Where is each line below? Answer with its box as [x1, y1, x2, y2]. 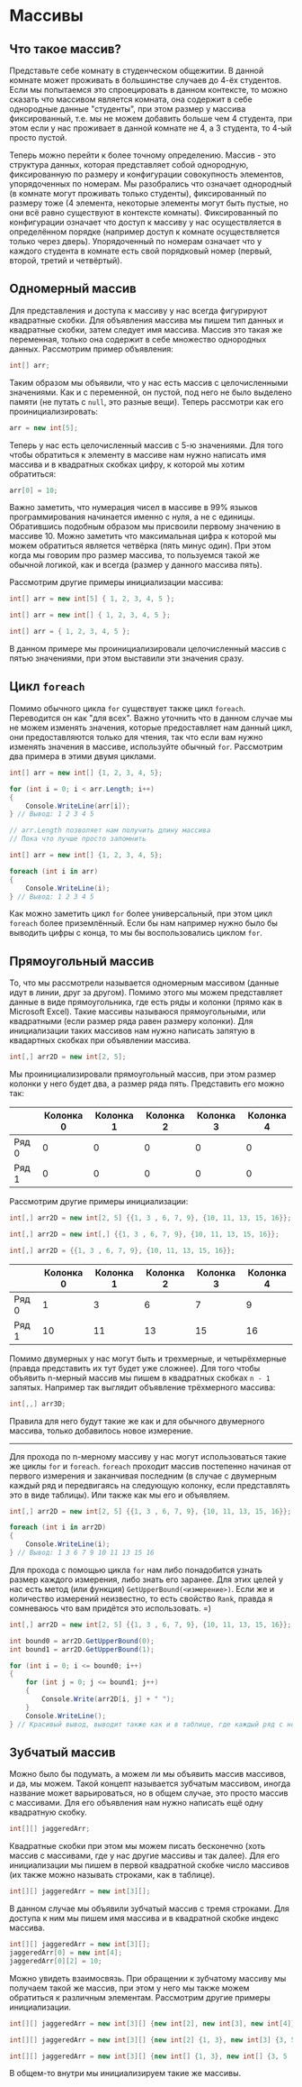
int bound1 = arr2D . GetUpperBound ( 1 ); [9, 1644, 155, 1654]
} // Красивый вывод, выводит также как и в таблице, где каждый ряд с [9, 1719, 283, 1729]
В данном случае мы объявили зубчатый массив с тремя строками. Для [9, 1903, 289, 1914]
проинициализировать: [9, 406, 99, 416]
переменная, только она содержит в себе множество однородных [9, 334, 267, 344]
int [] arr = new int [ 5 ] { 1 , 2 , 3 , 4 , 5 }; [9, 594, 175, 604]
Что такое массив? [9, 41, 121, 57]
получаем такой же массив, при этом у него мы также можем [9, 1982, 250, 1993]
